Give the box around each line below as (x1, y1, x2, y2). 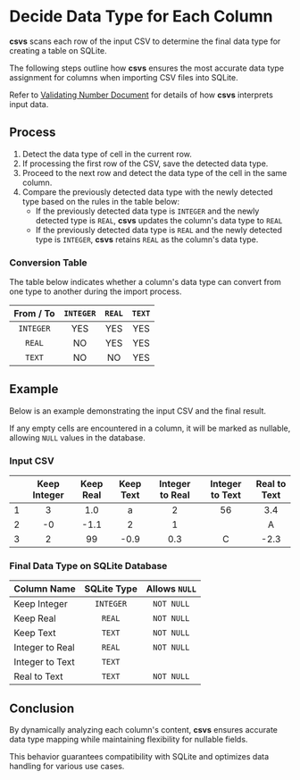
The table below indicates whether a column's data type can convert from (9, 277, 281, 288)
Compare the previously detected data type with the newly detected (21, 186, 274, 197)
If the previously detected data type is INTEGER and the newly (35, 205, 260, 216)
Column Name (13, 583, 76, 595)
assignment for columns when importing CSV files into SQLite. (9, 71, 238, 82)
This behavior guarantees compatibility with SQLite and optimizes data (9, 751, 270, 762)
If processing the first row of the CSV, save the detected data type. (21, 158, 269, 169)
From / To (13, 307, 55, 320)
